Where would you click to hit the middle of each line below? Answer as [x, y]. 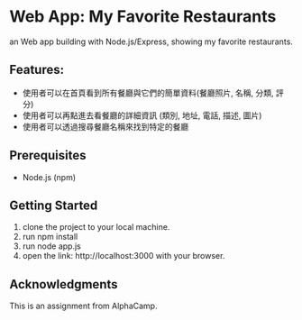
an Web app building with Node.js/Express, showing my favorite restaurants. [151, 41]
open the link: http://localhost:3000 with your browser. [124, 256]
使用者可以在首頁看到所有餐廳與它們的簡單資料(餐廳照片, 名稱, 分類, [148, 93]
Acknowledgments [64, 284]
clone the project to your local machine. [96, 227]
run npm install [50, 237]
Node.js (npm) [49, 177]
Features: [37, 70]
